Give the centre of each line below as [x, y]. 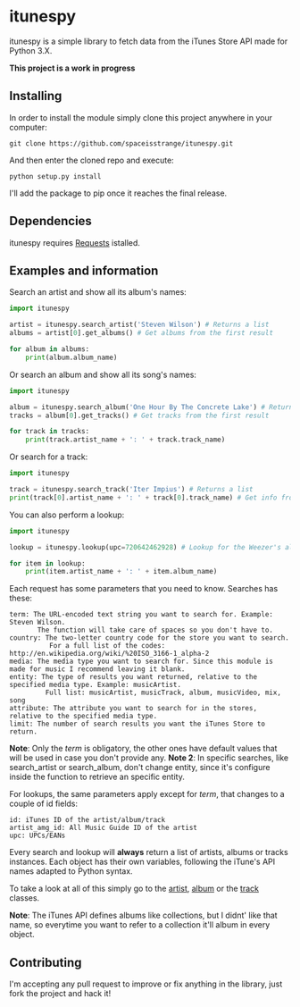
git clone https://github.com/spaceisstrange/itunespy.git [121, 143]
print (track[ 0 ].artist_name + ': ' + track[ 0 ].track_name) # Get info [143, 498]
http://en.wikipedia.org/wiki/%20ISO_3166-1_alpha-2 [109, 654]
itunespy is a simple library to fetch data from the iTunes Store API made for [149, 41]
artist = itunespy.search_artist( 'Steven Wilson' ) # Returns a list [139, 325]
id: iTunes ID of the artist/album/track [87, 820]
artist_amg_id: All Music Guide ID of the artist [104, 828]
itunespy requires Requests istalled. [75, 242]
